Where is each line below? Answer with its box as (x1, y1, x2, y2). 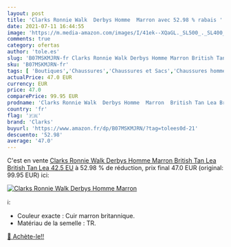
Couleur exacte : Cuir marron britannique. (16, 212, 135, 220)
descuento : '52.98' (7, 131, 63, 138)
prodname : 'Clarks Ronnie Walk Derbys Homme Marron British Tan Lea (7, 99, 217, 106)
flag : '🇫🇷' (7, 112, 41, 119)
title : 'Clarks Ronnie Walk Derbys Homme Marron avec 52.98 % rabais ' (7, 16, 223, 23)
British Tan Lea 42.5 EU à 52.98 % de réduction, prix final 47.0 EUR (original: (7, 164, 224, 172)
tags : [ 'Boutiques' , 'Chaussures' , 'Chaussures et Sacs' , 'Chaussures (7, 67, 208, 74)
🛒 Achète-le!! (7, 233, 45, 241)
